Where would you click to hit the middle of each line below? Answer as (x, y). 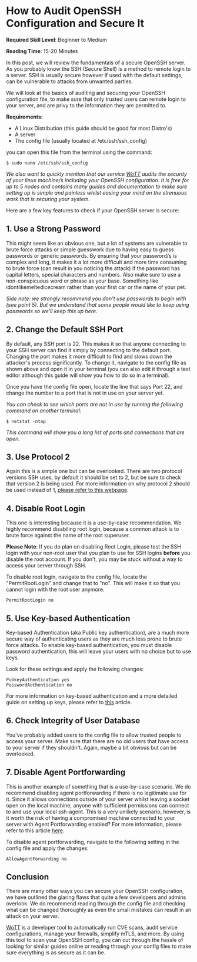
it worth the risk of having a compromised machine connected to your (91, 817)
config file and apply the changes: (48, 848)
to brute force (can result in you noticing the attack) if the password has (93, 268)
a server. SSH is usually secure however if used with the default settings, (94, 75)
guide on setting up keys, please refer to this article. (69, 702)
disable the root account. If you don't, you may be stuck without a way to (94, 559)
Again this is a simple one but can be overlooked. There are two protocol (94, 471)
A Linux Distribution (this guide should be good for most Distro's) (93, 128)
